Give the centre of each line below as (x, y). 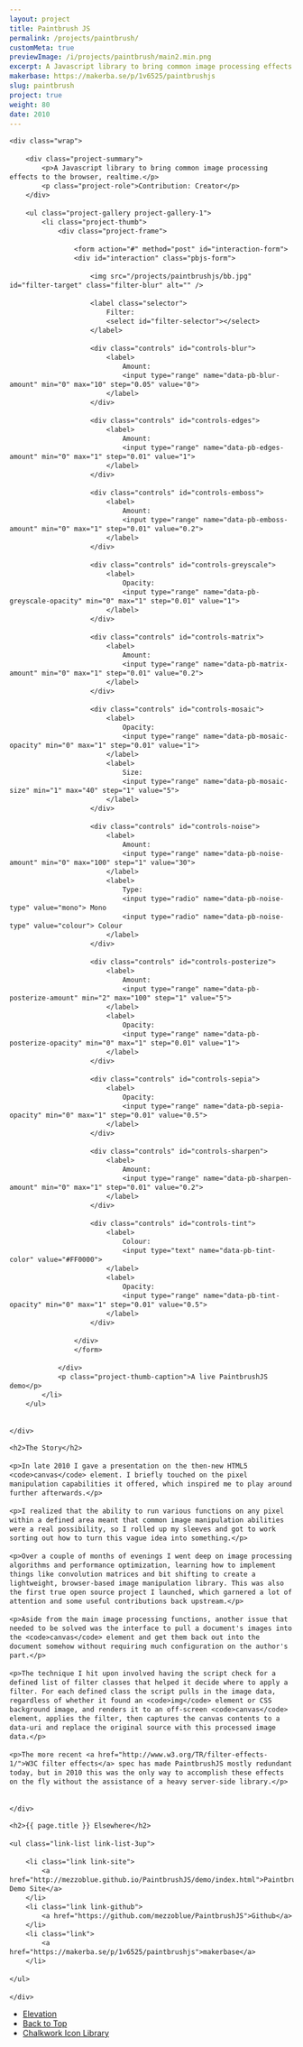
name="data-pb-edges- (243, 448)
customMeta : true (42, 48)
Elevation (39, 2014)
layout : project (40, 19)
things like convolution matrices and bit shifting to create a (133, 1574)
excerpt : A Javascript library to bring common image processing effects (151, 67)
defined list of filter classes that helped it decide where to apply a (149, 1683)
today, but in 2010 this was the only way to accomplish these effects (147, 1773)
